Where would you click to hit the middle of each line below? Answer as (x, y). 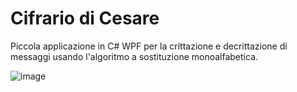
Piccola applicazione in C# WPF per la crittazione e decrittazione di (149, 46)
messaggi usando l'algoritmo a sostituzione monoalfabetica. (134, 56)
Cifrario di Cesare (85, 18)
